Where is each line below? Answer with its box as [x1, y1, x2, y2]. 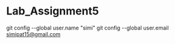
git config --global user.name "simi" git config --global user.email [6, 24, 169, 31]
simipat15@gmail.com [6, 30, 61, 37]
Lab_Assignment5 [6, 4, 100, 18]
